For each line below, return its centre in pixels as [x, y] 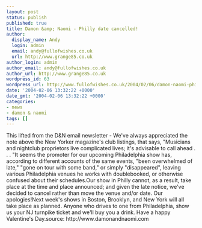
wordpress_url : [25, 85]
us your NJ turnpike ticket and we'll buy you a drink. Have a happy [88, 212]
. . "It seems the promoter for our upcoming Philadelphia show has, [89, 155]
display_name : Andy [36, 40]
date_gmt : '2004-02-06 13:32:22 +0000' [56, 96]
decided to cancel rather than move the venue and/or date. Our [85, 193]
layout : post [23, 12]
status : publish [26, 17]
